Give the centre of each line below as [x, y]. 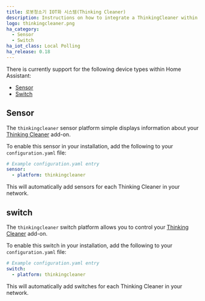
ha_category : [23, 29]
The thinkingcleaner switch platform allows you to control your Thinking [98, 227]
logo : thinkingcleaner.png [41, 23]
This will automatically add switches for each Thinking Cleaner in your [94, 286]
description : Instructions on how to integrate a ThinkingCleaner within [102, 18]
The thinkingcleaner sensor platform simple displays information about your [103, 128]
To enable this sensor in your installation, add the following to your [90, 146]
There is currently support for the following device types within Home [94, 69]
